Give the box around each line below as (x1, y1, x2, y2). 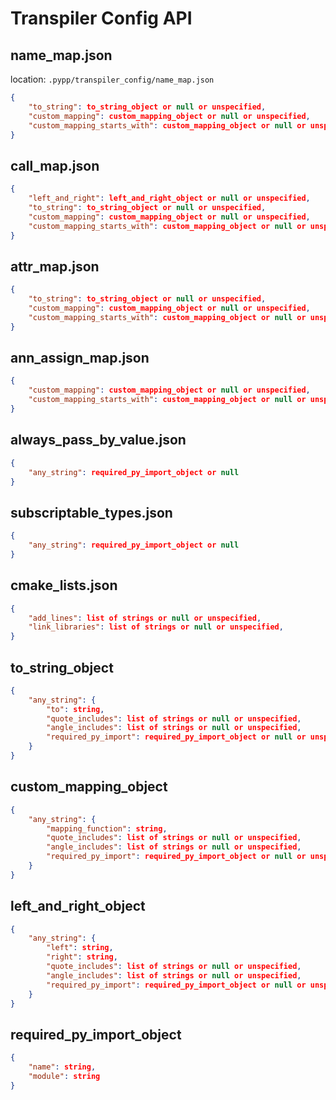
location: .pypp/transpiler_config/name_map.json (10, 73, 215, 85)
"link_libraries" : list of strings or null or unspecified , (28, 622, 284, 632)
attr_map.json (10, 258, 100, 275)
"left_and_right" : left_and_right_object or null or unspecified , (28, 193, 311, 204)
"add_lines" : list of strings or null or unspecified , (28, 613, 262, 623)
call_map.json (10, 157, 100, 174)
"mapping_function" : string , (46, 823, 168, 834)
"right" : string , (46, 952, 118, 962)
